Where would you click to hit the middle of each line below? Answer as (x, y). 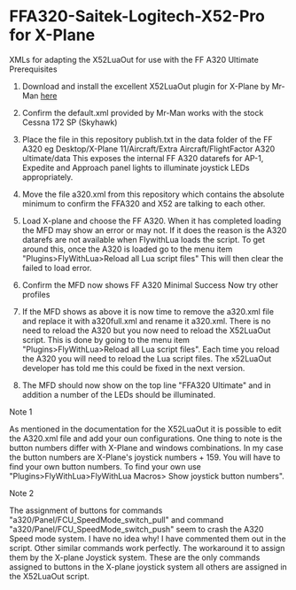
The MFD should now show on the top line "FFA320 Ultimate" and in (147, 385)
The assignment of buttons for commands (86, 510)
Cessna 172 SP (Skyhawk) (70, 122)
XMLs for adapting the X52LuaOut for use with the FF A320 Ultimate (134, 59)
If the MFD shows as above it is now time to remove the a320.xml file (148, 311)
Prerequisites (33, 69)
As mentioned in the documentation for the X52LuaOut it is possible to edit (145, 429)
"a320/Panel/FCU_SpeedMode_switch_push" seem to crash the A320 (136, 529)
